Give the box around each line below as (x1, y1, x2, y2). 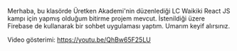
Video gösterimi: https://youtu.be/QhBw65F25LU (7, 35, 152, 44)
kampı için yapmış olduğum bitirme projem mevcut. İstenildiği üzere (7, 14, 205, 23)
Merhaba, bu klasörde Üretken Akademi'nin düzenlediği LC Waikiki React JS (7, 7, 231, 15)
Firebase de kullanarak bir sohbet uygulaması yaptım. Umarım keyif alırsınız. (7, 22, 231, 30)
